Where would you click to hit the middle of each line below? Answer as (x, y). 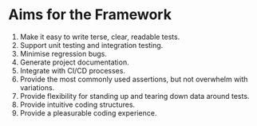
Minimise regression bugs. (63, 53)
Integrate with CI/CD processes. (73, 70)
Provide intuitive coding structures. (77, 104)
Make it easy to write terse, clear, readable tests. (100, 37)
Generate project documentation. (74, 62)
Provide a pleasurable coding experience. (88, 112)
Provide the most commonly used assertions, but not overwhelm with (134, 79)
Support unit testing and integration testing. (91, 45)
